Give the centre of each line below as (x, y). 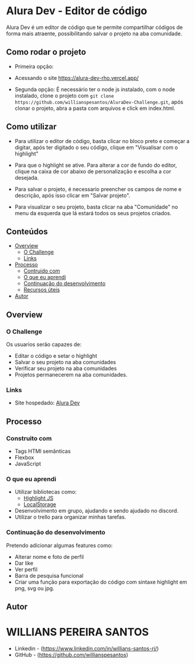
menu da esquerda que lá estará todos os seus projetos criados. (93, 213)
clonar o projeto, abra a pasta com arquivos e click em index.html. (95, 108)
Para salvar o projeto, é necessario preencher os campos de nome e (98, 189)
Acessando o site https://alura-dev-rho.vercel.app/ (77, 77)
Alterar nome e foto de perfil (49, 556)
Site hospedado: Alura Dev (47, 403)
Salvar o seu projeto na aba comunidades (65, 362)
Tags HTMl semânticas (43, 451)
